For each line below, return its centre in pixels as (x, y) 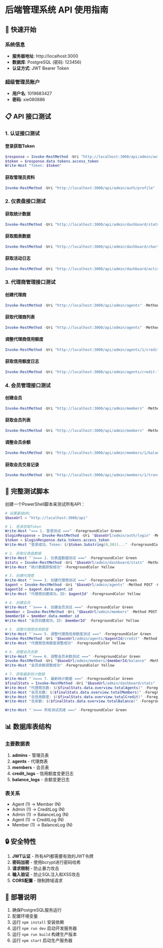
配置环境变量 (25, 916)
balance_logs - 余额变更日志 (41, 779)
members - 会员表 (31, 767)
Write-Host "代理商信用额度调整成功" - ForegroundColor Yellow (65, 643)
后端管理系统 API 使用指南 (57, 10)
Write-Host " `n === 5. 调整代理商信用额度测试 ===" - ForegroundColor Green (78, 634)
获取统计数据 (18, 214)
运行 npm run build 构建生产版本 (44, 934)
